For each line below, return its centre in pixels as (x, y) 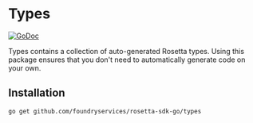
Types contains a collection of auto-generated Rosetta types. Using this (126, 51)
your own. (25, 67)
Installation (37, 93)
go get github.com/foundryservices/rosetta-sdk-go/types (105, 111)
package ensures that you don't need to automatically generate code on (127, 60)
